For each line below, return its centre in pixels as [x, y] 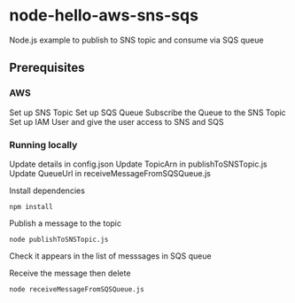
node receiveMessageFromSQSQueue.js [77, 289]
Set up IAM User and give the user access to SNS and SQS [116, 121]
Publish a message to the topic [66, 223]
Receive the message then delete [70, 273]
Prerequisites [47, 68]
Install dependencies [47, 190]
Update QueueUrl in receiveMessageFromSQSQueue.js [110, 173]
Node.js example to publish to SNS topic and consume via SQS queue [136, 40]
